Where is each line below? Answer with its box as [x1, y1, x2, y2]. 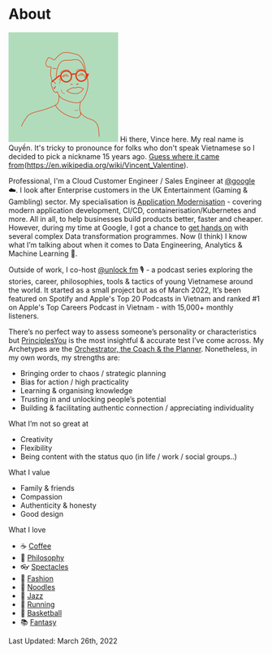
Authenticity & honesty [19, 500, 97, 510]
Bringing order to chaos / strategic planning [19, 368, 166, 378]
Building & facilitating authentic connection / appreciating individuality [19, 403, 254, 413]
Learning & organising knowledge [19, 385, 133, 395]
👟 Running [19, 599, 55, 609]
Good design [19, 509, 63, 518]
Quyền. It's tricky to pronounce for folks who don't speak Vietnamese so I [8, 143, 256, 153]
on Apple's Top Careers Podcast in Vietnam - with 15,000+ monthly [8, 302, 234, 312]
